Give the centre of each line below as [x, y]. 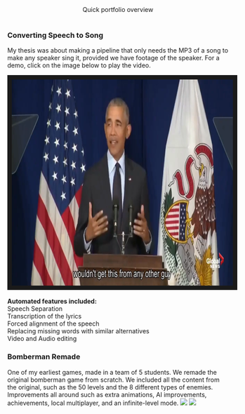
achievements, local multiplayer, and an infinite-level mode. [93, 403]
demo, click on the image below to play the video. [79, 65]
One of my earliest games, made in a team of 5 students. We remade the [112, 372]
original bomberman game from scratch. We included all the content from [113, 380]
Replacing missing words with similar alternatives [78, 331]
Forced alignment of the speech [53, 323]
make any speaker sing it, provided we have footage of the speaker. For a [113, 58]
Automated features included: [52, 301]
